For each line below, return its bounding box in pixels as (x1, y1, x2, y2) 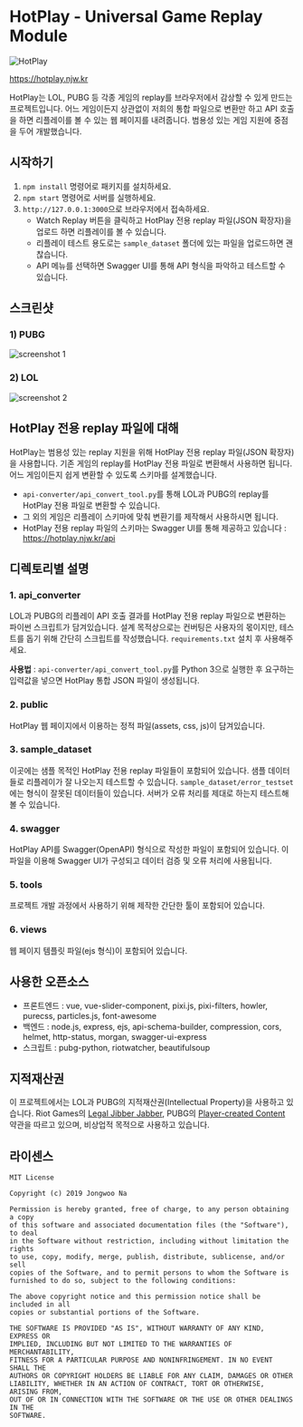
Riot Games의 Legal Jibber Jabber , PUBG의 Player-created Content (35, 1108, 286, 1119)
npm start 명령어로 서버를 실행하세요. (22, 192, 156, 203)
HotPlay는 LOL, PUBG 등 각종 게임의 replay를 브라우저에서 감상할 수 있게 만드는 (9, 92, 293, 102)
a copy (9, 1213, 34, 1222)
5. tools (9, 879, 43, 891)
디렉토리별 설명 (9, 560, 90, 577)
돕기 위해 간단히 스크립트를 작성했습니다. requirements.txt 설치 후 (25, 633, 262, 645)
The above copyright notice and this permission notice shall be (9, 1292, 260, 1302)
